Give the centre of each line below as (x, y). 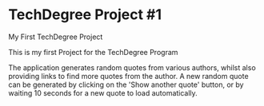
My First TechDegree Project (56, 37)
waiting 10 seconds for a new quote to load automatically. (103, 92)
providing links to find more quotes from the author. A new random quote (129, 76)
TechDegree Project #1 (85, 15)
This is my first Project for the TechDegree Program (93, 52)
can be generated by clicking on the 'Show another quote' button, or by (126, 84)
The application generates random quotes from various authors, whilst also (132, 67)
